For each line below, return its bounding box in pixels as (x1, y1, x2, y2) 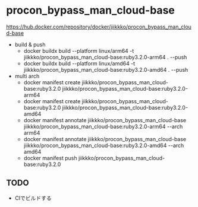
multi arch (14, 72, 40, 79)
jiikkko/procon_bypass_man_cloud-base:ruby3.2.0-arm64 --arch (23, 123, 183, 130)
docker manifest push (23, 154, 77, 161)
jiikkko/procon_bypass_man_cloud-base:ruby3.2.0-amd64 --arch (23, 142, 184, 149)
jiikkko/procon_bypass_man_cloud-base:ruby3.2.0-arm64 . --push (23, 53, 187, 60)
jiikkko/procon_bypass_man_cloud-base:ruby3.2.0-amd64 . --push (23, 66, 188, 73)
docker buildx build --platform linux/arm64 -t (23, 47, 134, 54)
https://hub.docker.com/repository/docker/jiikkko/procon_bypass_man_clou (6, 23, 192, 30)
